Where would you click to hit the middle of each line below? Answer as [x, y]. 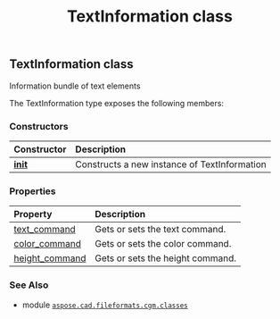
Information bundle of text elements [75, 86]
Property [33, 214]
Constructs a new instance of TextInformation [171, 164]
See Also [29, 285]
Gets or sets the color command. [163, 244]
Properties [33, 191]
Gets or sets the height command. [166, 258]
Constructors [39, 126]
